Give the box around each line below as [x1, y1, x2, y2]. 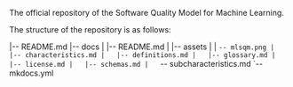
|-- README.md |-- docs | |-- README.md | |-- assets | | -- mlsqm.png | [9, 41, 275, 52]
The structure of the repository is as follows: [9, 25, 171, 34]
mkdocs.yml [9, 68, 54, 78]
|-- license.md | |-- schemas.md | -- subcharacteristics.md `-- [9, 59, 264, 69]
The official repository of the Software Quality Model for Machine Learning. [9, 8, 284, 18]
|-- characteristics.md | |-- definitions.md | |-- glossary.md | [9, 51, 276, 60]
